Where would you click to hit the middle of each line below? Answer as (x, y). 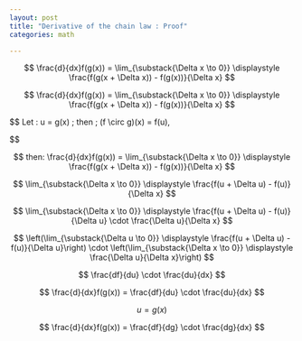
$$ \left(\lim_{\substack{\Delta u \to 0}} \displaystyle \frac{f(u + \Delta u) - (152, 238)
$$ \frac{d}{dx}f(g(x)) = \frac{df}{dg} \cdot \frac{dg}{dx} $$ (152, 327)
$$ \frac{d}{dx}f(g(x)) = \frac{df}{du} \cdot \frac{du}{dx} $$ (152, 292)
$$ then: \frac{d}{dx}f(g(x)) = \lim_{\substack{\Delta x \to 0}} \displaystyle (152, 157)
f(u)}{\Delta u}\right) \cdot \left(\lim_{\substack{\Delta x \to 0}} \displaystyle (152, 248)
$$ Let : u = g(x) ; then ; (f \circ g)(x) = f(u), (90, 122)
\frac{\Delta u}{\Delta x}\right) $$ (152, 257)
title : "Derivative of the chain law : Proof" (99, 26)
